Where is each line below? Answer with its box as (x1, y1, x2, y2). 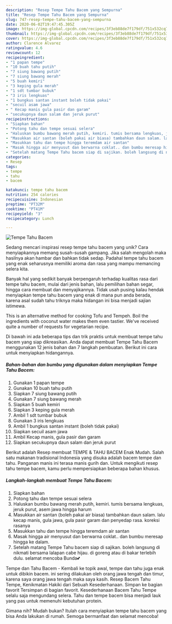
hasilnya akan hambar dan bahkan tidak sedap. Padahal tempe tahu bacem (6, 255, 164, 261)
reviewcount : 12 (6, 50, 40, 55)
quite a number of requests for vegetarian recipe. (6, 323, 109, 330)
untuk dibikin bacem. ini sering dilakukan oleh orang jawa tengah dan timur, (6, 571, 165, 577)
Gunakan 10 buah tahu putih (13, 385, 72, 391)
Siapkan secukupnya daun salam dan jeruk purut (13, 439, 116, 445)
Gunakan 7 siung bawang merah (13, 396, 82, 402)
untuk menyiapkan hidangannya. (6, 350, 75, 356)
